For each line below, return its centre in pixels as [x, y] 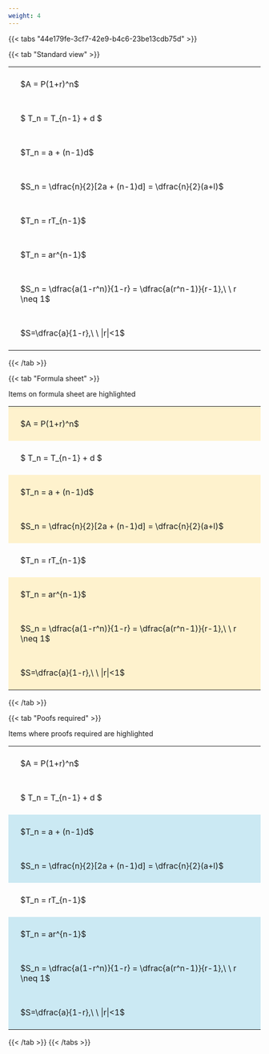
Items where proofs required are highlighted [81, 733]
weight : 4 [25, 16]
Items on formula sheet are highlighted [72, 393]
